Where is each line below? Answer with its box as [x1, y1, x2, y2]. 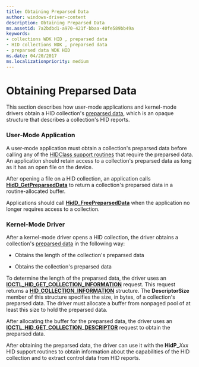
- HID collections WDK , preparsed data [6, 42, 108, 48]
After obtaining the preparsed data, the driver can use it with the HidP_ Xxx [6, 342, 189, 349]
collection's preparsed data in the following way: [6, 240, 125, 247]
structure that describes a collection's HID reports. [6, 116, 130, 124]
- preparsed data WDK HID [6, 48, 70, 53]
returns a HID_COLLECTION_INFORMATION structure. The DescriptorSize [6, 287, 189, 295]
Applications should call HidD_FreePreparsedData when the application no [6, 199, 190, 206]
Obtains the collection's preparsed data [14, 263, 112, 270]
